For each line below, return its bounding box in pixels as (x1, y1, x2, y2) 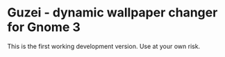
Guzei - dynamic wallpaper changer (7, 5, 218, 21)
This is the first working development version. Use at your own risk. (7, 42, 201, 50)
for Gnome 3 (7, 19, 81, 35)
